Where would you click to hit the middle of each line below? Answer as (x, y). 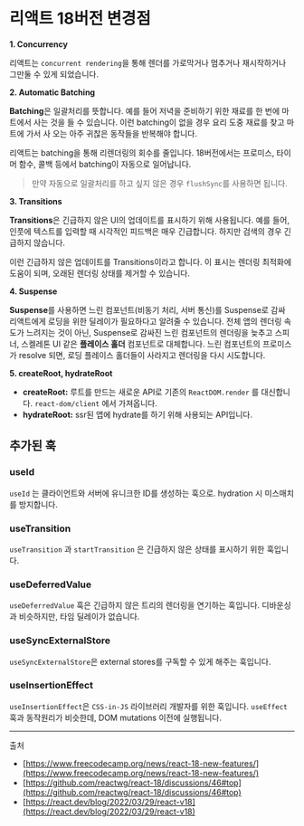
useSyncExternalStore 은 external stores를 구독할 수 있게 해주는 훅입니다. (140, 661)
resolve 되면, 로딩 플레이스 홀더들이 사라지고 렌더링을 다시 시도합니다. (142, 355)
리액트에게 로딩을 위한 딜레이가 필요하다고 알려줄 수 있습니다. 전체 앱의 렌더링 (146, 321)
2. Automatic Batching (52, 92)
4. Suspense (33, 291)
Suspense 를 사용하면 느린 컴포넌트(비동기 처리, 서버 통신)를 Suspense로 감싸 (147, 309)
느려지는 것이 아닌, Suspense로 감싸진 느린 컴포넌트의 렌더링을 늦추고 (149, 332)
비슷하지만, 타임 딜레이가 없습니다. (79, 617)
